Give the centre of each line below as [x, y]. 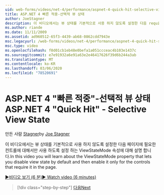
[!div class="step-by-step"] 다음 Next [54, 187]
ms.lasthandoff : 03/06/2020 [34, 69]
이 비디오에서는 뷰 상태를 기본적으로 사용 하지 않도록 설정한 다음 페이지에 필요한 [81, 144]
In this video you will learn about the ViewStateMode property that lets [81, 156]
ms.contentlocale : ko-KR [30, 64]
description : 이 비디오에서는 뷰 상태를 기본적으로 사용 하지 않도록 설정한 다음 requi [82, 23]
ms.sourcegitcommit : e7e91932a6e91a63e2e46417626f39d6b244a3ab [71, 55]
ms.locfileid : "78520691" [31, 73]
